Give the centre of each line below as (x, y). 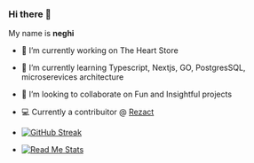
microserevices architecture (72, 77)
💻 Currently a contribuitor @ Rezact (87, 112)
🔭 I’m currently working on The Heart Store (99, 50)
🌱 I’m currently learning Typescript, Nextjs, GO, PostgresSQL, (133, 68)
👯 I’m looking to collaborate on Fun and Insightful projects (127, 94)
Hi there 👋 (30, 14)
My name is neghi (41, 34)
